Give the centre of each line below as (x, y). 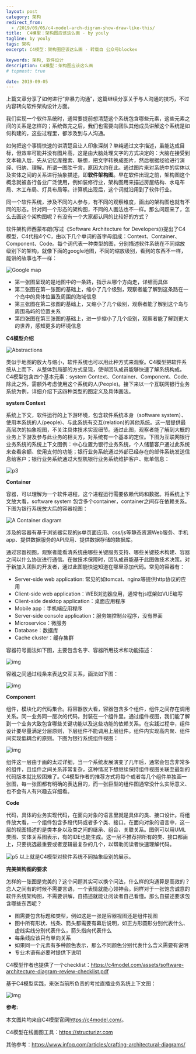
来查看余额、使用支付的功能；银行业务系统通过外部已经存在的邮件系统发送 (95, 452)
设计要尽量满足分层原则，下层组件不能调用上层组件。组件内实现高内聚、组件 (98, 731)
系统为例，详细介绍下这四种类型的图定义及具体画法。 (70, 391)
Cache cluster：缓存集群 (44, 638)
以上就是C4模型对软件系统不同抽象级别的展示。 (77, 857)
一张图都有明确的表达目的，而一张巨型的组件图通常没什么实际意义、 (108, 784)
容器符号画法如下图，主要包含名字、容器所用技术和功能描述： (80, 650)
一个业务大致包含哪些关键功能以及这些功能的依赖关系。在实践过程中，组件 (100, 724)
